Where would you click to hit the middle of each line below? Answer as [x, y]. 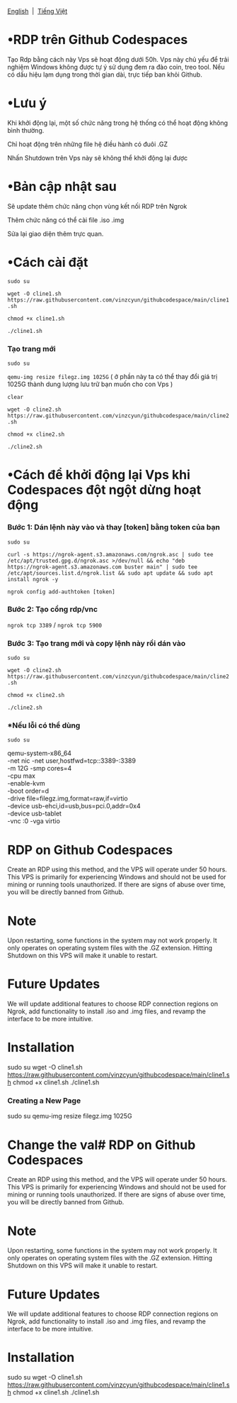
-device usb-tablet [35, 814]
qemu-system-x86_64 [40, 753]
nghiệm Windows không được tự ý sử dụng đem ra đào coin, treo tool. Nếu [116, 67]
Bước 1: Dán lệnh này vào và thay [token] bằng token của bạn [114, 527]
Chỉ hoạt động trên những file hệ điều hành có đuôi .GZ [88, 144]
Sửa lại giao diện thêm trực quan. [56, 233]
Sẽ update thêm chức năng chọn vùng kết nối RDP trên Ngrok [97, 206]
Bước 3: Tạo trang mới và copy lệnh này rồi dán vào [97, 643]
